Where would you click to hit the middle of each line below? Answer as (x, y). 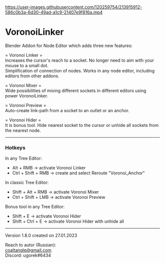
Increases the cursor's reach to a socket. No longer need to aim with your (80, 60)
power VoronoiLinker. (27, 96)
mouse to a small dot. (27, 65)
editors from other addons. (32, 76)
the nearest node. (23, 130)
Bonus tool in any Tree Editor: (35, 207)
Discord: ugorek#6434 (28, 255)
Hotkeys (15, 147)
